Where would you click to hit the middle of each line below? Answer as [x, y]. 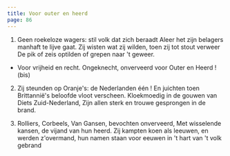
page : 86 [20, 20]
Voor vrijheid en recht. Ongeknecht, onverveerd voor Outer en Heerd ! [117, 67]
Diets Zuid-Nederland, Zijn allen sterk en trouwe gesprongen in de [111, 102]
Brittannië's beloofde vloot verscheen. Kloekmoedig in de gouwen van [117, 95]
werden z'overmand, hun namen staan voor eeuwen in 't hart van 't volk [119, 137]
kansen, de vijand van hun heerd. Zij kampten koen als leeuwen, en [113, 131]
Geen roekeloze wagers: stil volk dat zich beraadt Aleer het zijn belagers [120, 39]
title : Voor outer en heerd [48, 13]
